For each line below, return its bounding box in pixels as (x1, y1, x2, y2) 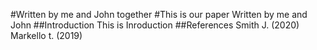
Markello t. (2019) (10, 30, 83, 41)
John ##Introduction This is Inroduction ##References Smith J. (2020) (10, 19, 300, 31)
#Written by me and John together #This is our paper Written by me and (10, 9, 308, 20)
